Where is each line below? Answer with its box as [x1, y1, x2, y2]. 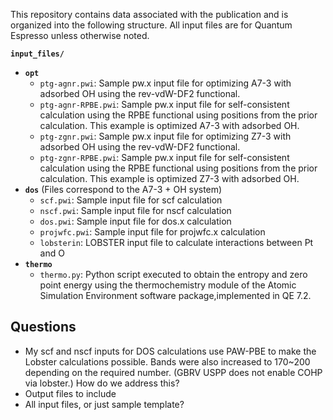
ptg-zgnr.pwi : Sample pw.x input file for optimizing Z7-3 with [39, 130, 292, 142]
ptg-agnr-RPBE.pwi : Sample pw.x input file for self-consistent [39, 99, 290, 110]
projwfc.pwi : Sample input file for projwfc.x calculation [39, 226, 266, 238]
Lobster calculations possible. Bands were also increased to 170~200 [24, 355, 311, 368]
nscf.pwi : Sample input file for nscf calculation [39, 205, 232, 216]
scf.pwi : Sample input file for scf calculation [39, 194, 223, 206]
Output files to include [24, 387, 117, 399]
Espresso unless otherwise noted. [10, 30, 150, 41]
